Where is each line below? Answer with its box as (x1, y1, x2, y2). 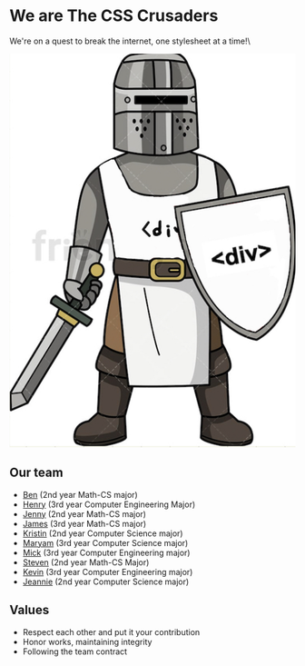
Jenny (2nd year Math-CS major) (22, 508, 147, 519)
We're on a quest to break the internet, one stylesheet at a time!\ (9, 35, 251, 46)
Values (9, 602, 50, 618)
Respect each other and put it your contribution (22, 626, 201, 637)
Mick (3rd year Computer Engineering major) (22, 547, 191, 558)
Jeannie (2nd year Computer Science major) (22, 576, 190, 587)
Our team (9, 465, 64, 481)
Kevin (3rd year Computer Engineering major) (22, 566, 193, 577)
